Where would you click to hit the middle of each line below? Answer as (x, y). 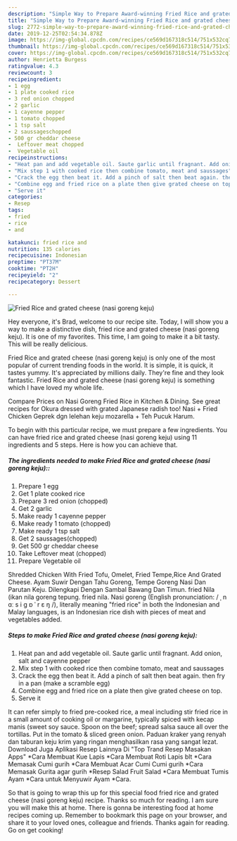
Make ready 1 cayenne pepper (62, 516)
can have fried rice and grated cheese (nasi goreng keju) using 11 (103, 437)
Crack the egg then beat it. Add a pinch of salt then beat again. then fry (122, 676)
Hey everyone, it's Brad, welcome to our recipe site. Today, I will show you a (118, 322)
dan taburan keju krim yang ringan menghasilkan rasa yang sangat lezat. (113, 741)
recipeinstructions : (38, 158)
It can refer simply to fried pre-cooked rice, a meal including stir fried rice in (118, 712)
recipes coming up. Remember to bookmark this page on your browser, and (117, 815)
